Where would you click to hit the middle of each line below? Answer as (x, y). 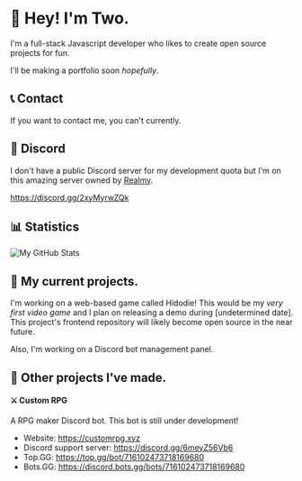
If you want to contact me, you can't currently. (96, 120)
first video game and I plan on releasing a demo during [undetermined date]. (152, 313)
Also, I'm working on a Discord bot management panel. (112, 349)
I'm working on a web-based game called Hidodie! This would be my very (147, 303)
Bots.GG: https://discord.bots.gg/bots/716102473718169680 (134, 467)
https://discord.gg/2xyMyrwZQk (70, 197)
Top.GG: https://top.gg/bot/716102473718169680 (114, 457)
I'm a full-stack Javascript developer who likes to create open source (138, 43)
